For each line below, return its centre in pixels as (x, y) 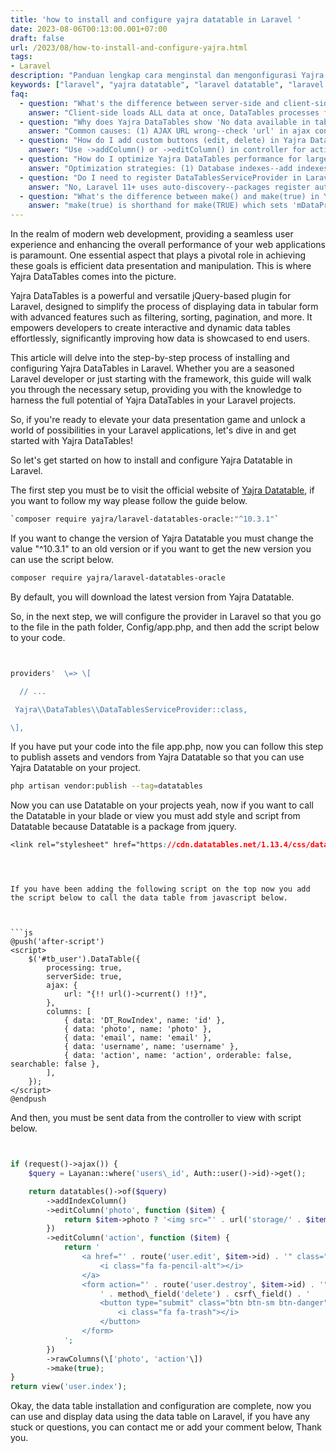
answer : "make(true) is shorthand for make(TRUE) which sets (158, 206)
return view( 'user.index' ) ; (69, 1387)
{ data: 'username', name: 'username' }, (151, 1047)
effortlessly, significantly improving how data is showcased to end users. (160, 338)
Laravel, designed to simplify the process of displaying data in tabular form (164, 307)
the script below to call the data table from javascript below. (149, 898)
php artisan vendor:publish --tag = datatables (106, 786)
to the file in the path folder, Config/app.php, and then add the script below (165, 627)
